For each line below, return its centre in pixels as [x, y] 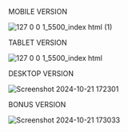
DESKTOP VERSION [41, 74]
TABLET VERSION [38, 42]
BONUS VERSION [37, 104]
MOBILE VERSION [38, 12]
